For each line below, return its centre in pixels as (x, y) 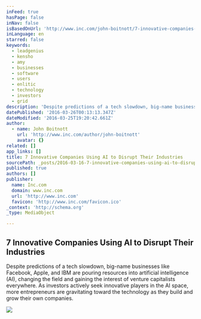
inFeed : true (22, 12)
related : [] (21, 146)
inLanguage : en (25, 34)
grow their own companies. (40, 298)
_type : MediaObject (31, 213)
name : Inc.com (29, 185)
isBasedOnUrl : (24, 29)
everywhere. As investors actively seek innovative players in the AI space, (97, 285)
